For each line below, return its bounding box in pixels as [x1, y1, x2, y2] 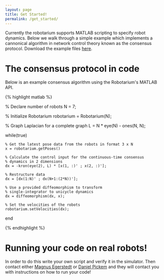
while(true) [5, 132, 28, 138]
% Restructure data [5, 172, 45, 177]
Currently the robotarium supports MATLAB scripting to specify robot [5, 30, 146, 36]
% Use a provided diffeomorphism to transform [5, 185, 102, 190]
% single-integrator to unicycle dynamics [5, 190, 94, 195]
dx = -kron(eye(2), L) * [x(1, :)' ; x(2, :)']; [5, 163, 107, 168]
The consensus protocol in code [5, 63, 139, 74]
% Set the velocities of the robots [5, 202, 80, 207]
